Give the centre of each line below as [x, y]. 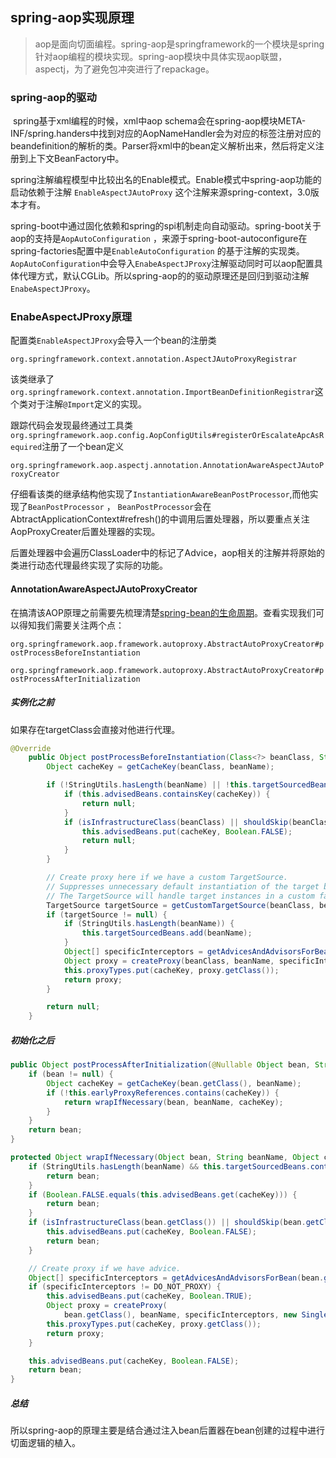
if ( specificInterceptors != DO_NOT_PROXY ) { [125, 1287]
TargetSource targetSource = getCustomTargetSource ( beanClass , [180, 905]
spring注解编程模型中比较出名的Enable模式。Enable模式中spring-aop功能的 [166, 180]
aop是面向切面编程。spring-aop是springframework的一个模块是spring [179, 44]
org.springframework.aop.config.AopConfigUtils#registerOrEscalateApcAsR [167, 436]
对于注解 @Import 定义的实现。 [87, 404]
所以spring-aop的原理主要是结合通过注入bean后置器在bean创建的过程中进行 [167, 1430]
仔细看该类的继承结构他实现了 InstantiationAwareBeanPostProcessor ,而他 [160, 494]
